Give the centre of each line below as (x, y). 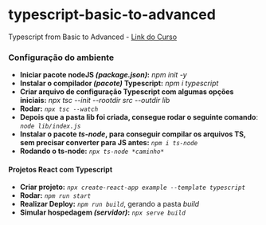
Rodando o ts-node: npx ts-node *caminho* (92, 151)
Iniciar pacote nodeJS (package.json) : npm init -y (103, 75)
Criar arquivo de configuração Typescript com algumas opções (127, 92)
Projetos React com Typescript (61, 169)
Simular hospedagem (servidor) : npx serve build (102, 212)
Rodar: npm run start (55, 195)
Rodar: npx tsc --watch (59, 109)
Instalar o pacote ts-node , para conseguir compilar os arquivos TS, (133, 134)
